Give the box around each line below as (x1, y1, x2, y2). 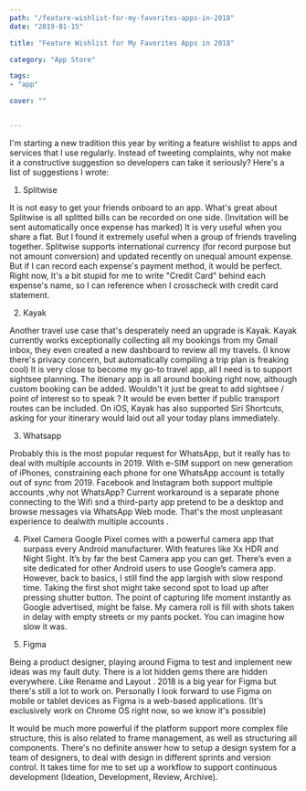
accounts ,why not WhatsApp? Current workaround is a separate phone (9, 486, 280, 497)
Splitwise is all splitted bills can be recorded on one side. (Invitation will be (9, 211, 290, 222)
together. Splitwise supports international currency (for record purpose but (9, 241, 291, 251)
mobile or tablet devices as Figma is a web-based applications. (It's (9, 695, 264, 706)
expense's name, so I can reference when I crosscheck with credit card (9, 280, 279, 291)
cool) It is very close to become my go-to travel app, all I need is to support (9, 363, 292, 375)
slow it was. (22, 621, 68, 632)
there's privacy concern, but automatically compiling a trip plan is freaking (9, 354, 290, 365)
